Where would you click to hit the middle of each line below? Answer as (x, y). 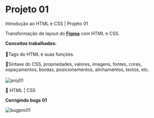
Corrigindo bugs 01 (26, 100)
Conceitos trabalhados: (31, 43)
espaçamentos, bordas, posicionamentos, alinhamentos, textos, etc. (78, 69)
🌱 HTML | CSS (21, 90)
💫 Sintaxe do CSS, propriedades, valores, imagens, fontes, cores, (74, 64)
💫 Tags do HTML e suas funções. (40, 54)
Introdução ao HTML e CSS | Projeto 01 (47, 23)
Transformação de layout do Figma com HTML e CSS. (63, 33)
